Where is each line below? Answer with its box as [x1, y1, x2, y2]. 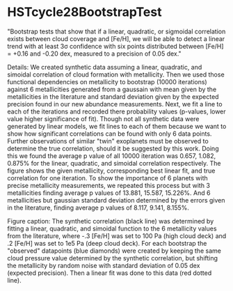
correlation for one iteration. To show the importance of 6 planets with [7, 173, 209, 182]
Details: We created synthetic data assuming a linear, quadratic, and [7, 63, 202, 71]
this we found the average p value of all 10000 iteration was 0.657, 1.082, [7, 151, 216, 160]
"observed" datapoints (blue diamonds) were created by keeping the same [7, 246, 221, 255]
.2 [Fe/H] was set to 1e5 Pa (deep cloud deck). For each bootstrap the [7, 239, 207, 247]
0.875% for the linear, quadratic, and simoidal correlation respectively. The [7, 159, 221, 167]
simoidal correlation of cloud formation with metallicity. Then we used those [7, 70, 225, 79]
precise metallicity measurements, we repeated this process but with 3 [7, 181, 211, 189]
